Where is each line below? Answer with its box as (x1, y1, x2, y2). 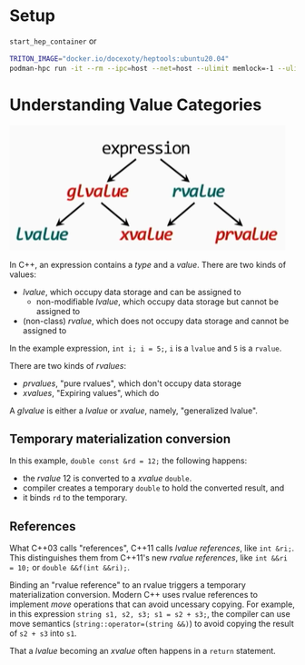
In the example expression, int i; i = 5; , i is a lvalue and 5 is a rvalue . (9, 342, 282, 353)
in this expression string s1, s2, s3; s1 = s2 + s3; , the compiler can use (9, 609, 290, 620)
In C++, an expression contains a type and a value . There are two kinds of (9, 259, 287, 270)
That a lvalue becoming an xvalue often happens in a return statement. (9, 646, 277, 657)
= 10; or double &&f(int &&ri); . (9, 562, 130, 573)
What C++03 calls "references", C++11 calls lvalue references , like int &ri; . (9, 542, 295, 554)
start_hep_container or (9, 35, 97, 46)
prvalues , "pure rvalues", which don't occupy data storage (22, 378, 242, 389)
